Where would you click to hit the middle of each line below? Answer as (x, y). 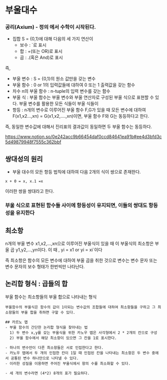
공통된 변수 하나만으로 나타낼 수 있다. (45, 358)
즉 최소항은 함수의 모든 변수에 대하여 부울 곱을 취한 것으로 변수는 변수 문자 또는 (81, 260)
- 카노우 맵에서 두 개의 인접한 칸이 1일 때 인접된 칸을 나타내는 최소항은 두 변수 (78, 353)
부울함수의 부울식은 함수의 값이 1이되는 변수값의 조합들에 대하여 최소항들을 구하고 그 (80, 307)
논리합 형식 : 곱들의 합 (37, 284)
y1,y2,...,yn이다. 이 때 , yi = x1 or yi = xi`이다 (59, 250)
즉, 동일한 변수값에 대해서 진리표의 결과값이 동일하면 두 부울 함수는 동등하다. (79, 127)
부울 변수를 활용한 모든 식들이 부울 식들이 (59, 104)
